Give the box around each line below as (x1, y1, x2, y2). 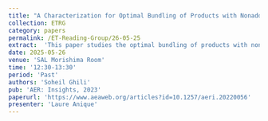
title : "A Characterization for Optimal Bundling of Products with (8, 11, 238, 20)
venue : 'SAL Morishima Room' (8, 57, 105, 64)
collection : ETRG (8, 19, 66, 27)
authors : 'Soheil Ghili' (8, 78, 91, 86)
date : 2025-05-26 (8, 49, 66, 57)
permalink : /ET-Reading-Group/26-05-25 (8, 33, 141, 42)
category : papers (8, 26, 66, 34)
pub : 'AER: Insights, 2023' (8, 85, 102, 94)
